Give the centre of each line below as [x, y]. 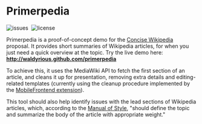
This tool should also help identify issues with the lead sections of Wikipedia [101, 102]
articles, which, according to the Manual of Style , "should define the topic [98, 108]
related [15, 83]
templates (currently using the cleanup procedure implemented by [108, 83]
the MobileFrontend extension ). [45, 90]
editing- [186, 77]
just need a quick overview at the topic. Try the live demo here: [85, 52]
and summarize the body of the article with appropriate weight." [86, 114]
